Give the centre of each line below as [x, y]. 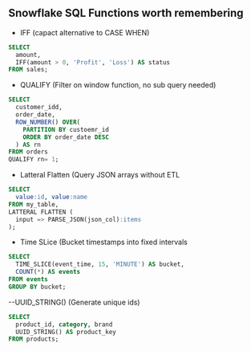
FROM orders [28, 152]
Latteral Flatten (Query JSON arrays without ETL [100, 175]
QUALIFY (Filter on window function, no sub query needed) [118, 85]
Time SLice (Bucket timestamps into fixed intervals [104, 242]
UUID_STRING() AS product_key [66, 332]
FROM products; [34, 339]
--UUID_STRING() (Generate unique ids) [74, 302]
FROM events [28, 280]
